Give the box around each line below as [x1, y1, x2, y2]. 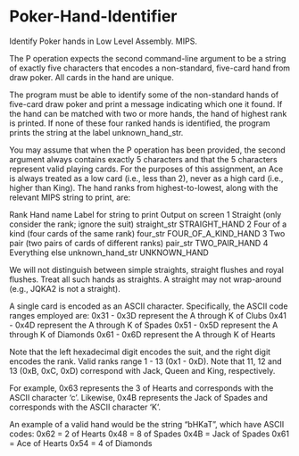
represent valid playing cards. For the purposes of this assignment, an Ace [9, 163, 284, 174]
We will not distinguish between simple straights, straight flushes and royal [9, 264, 284, 275]
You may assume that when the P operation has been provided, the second [9, 145, 286, 155]
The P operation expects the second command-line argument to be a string [9, 53, 287, 63]
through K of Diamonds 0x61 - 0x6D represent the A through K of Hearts [9, 328, 276, 340]
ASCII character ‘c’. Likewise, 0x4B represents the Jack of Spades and [9, 392, 268, 402]
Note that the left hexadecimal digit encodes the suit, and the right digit [9, 346, 270, 357]
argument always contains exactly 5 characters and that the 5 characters [9, 153, 278, 164]
